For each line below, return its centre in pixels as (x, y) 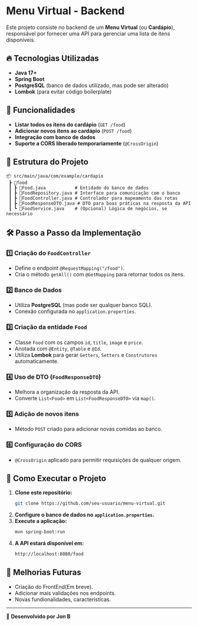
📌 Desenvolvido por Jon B (38, 616)
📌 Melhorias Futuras (44, 572)
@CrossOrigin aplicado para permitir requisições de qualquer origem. (98, 460)
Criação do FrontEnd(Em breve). (54, 586)
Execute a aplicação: (41, 521)
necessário (19, 214)
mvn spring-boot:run (40, 532)
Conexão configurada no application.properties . (75, 311)
